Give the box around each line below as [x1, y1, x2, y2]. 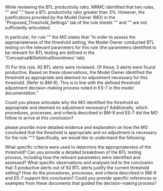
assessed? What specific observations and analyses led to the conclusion [5, 160, 153, 165]
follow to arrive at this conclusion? [5, 115, 74, 121]
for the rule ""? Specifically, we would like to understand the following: [5, 135, 146, 140]
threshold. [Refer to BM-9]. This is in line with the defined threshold [5, 80, 140, 86]
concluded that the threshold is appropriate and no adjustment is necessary [5, 130, 157, 135]
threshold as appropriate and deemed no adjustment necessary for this [5, 75, 148, 80]
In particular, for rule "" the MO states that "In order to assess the [5, 34, 136, 40]
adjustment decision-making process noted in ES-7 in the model [5, 85, 134, 90]
